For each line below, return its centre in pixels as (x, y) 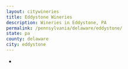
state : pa (18, 34)
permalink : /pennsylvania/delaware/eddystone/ (64, 28)
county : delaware (27, 39)
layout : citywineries (33, 11)
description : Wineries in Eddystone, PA (57, 22)
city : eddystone (26, 45)
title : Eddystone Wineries (39, 17)
